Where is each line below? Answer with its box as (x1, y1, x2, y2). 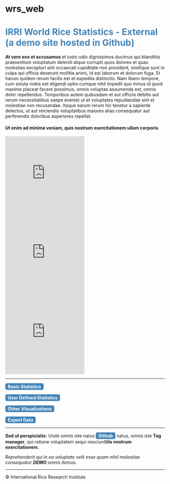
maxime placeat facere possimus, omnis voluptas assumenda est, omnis (5, 86, 156, 92)
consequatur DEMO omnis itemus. (5, 460, 77, 466)
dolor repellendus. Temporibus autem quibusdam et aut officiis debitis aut (5, 92, 159, 98)
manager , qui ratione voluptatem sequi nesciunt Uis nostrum (5, 439, 132, 445)
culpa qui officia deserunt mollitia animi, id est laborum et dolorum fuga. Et (5, 70, 160, 76)
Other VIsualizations (8, 406, 52, 412)
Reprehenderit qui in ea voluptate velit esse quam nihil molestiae (5, 454, 140, 460)
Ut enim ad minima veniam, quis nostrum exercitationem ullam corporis (5, 125, 158, 131)
